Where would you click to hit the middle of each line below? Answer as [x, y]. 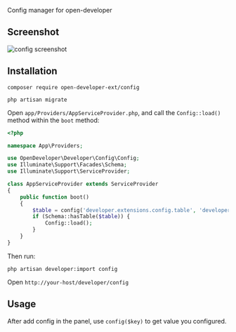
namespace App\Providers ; [45, 146]
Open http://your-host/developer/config [68, 282]
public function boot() [55, 197]
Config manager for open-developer [60, 10]
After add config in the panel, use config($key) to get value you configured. [117, 321]
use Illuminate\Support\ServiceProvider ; [69, 171]
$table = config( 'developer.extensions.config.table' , [114, 210]
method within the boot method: [53, 120]
